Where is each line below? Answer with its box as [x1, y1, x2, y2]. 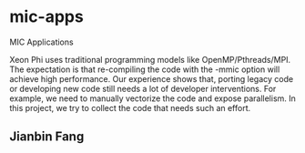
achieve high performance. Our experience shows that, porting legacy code [9, 73, 294, 84]
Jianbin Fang [9, 129, 85, 145]
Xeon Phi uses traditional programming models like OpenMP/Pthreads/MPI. [9, 54, 291, 65]
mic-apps [9, 6, 84, 27]
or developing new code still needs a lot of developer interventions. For [9, 83, 277, 94]
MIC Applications [9, 36, 75, 47]
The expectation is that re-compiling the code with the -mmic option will [9, 64, 280, 75]
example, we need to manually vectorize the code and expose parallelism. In [9, 93, 296, 104]
